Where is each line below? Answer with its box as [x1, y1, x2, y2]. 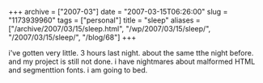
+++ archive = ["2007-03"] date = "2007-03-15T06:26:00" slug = [8, 7, 228, 16]
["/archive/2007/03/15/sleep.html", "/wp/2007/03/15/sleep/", [8, 24, 211, 33]
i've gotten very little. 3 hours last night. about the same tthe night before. [8, 48, 254, 57]
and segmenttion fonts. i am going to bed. [8, 65, 148, 75]
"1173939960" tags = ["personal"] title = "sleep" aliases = [8, 15, 201, 25]
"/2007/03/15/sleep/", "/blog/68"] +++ [8, 32, 137, 42]
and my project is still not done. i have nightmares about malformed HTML [8, 56, 256, 66]
